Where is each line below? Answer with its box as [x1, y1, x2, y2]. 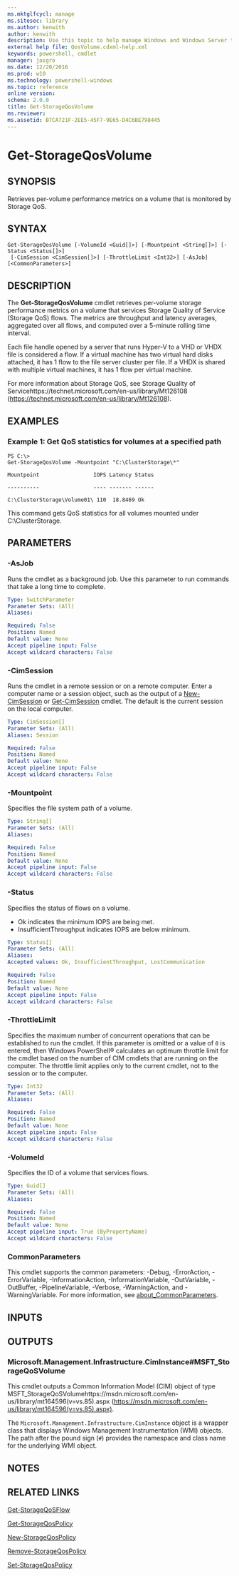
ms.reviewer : [7, 110, 46, 117]
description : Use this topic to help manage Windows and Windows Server [7, 37, 228, 44]
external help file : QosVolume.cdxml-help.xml [7, 44, 148, 51]
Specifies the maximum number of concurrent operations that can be [7, 1031, 211, 1040]
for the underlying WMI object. [7, 1441, 97, 1450]
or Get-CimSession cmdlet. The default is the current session [43, 697, 223, 705]
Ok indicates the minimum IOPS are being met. [17, 917, 154, 926]
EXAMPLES [7, 415, 59, 427]
